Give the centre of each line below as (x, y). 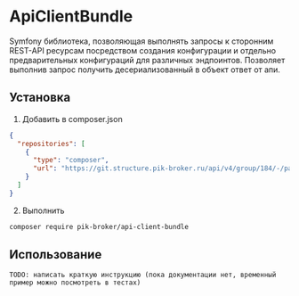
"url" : (45, 169)
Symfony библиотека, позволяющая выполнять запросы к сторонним (141, 41)
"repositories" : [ (52, 144)
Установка (40, 98)
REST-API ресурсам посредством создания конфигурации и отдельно (143, 50)
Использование (56, 255)
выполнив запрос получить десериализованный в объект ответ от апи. (145, 70)
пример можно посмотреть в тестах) (75, 283)
